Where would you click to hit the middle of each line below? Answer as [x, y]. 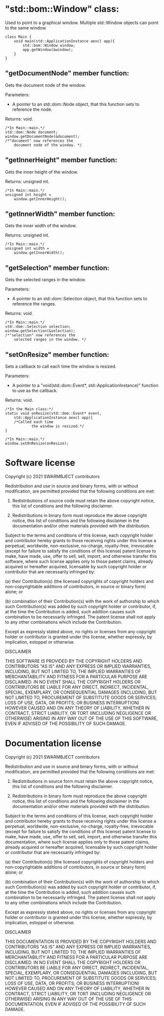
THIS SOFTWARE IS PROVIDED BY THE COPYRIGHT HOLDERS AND [74, 661]
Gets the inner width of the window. [41, 226]
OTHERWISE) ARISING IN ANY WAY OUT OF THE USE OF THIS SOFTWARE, [82, 718]
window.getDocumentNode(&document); [42, 136]
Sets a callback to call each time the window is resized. [61, 366]
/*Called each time [34, 422]
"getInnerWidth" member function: [60, 214]
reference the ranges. [34, 304]
